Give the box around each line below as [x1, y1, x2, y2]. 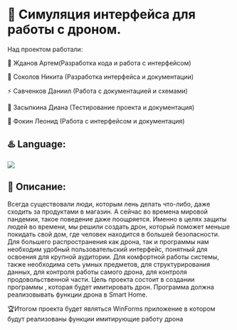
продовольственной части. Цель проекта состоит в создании [7, 275, 195, 283]
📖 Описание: [7, 181, 66, 193]
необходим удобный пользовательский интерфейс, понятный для [7, 245, 208, 253]
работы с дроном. [7, 21, 122, 38]
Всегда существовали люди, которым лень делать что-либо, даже [7, 199, 211, 208]
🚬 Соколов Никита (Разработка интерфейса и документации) [7, 72, 194, 81]
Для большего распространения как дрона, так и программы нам [7, 237, 209, 246]
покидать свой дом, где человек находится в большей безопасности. [7, 230, 220, 238]
